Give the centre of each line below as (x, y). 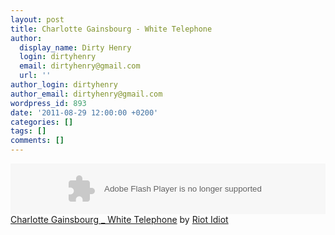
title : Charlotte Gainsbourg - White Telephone (111, 29)
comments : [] (37, 141)
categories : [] (42, 122)
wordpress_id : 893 (48, 103)
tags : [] (28, 131)
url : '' (35, 76)
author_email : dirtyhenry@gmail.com (86, 94)
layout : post (37, 19)
